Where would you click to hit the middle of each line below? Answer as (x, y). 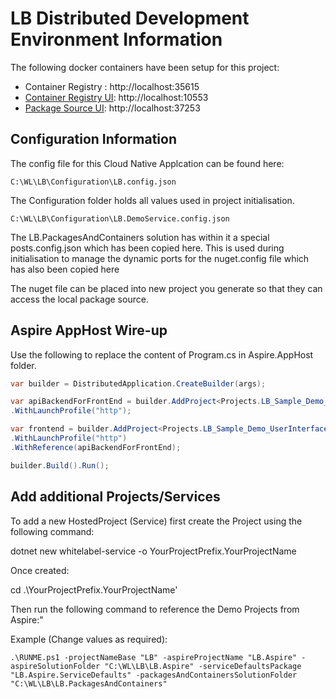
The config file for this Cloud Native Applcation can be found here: (147, 163)
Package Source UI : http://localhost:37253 (112, 108)
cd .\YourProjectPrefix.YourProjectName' (94, 589)
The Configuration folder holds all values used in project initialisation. (152, 200)
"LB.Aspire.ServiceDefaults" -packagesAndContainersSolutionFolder (154, 675)
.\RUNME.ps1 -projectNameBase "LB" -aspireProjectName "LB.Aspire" (154, 657)
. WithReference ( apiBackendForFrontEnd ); (96, 447)
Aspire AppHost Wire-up (89, 330)
